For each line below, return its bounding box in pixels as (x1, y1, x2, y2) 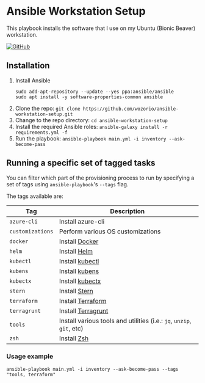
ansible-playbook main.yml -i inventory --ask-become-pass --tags (6, 366, 179, 372)
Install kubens (59, 267, 99, 275)
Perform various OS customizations (59, 227, 161, 236)
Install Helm (59, 247, 93, 255)
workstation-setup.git (15, 111, 73, 117)
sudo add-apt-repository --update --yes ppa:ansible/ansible (15, 89, 174, 95)
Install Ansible (15, 76, 51, 84)
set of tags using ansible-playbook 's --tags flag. (6, 180, 129, 188)
